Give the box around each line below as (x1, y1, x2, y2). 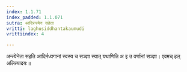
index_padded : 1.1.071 (6, 14, 63, 20)
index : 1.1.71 (6, 8, 42, 15)
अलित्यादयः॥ (6, 59, 31, 67)
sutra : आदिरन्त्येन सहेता (6, 20, 54, 26)
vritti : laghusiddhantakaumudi (6, 25, 85, 32)
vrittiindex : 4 (6, 31, 44, 37)
